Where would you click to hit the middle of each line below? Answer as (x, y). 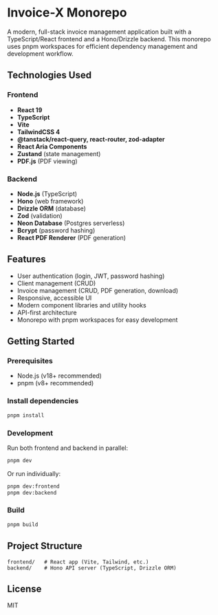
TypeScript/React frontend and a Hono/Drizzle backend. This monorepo (109, 39)
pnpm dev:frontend (33, 486)
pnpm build (23, 524)
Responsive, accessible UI (54, 298)
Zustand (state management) (59, 153)
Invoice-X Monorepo (67, 13)
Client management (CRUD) (56, 283)
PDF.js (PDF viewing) (47, 161)
